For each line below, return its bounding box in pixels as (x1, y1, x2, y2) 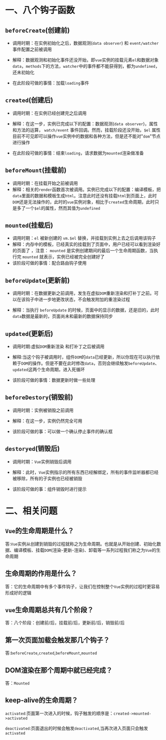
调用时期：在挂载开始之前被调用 (12, 180, 78, 186)
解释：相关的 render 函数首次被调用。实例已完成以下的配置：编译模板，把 (12, 186, 161, 192)
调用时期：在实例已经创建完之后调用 (12, 110, 87, 116)
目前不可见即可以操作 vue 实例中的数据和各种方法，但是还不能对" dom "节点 (12, 133, 161, 139)
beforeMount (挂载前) (5, 166, 67, 174)
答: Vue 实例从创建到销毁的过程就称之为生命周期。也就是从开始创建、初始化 (5, 541, 157, 547)
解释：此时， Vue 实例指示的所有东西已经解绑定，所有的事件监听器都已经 (12, 469, 159, 475)
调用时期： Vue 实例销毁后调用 (12, 458, 72, 464)
